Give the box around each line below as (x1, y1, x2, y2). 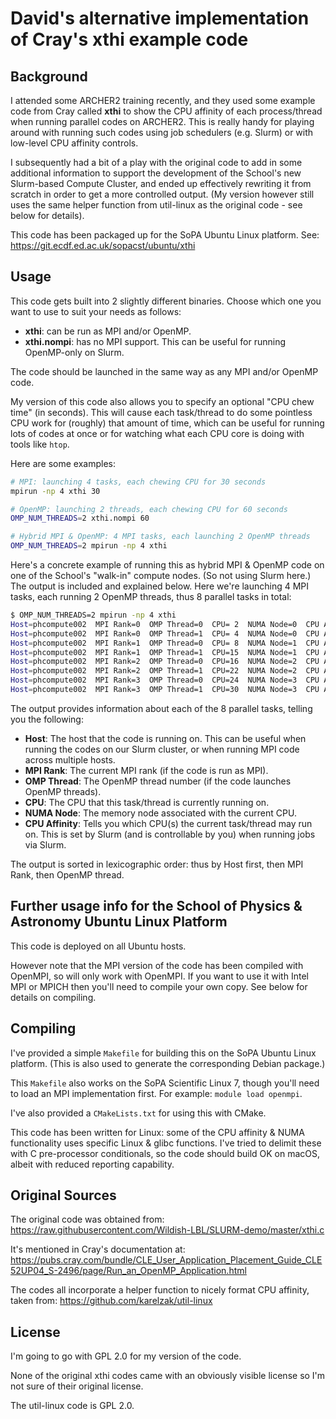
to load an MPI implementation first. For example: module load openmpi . (10, 1087, 303, 1099)
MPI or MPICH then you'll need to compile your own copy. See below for (10, 980, 308, 992)
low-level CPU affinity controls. (10, 137, 139, 149)
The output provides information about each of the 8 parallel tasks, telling (10, 702, 313, 714)
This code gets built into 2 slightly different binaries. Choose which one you (10, 295, 322, 307)
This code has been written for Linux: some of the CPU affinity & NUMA (10, 1126, 305, 1138)
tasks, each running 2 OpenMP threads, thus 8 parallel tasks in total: (10, 591, 292, 603)
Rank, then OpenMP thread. (10, 868, 125, 881)
